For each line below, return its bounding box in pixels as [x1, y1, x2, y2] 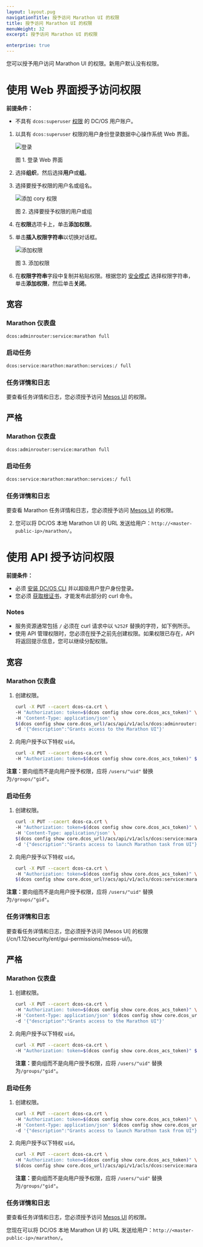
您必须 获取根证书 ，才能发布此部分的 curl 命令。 [15, 592, 136, 600]
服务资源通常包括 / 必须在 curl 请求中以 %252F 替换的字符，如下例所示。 [15, 623, 194, 630]
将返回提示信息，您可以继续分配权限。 [15, 638, 111, 645]
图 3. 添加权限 [15, 259, 50, 266]
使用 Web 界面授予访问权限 [6, 83, 141, 97]
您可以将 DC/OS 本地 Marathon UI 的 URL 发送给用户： [15, 519, 152, 527]
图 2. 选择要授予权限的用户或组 [15, 208, 93, 215]
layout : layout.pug [6, 8, 56, 15]
